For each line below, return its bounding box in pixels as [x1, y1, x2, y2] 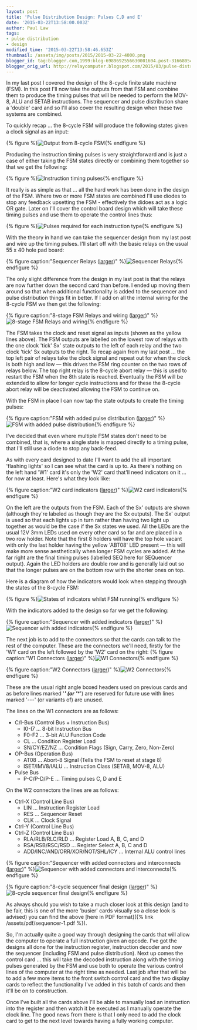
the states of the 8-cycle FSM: [6, 584, 80, 591]
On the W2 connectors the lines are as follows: [6, 787, 119, 794]
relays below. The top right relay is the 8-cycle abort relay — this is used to [6, 367, 187, 374]
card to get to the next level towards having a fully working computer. [6, 1018, 174, 1025]
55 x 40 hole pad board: [6, 246, 64, 253]
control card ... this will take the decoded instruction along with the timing [6, 956, 184, 963]
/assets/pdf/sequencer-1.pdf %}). [6, 919, 87, 927]
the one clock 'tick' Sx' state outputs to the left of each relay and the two [6, 342, 182, 349]
